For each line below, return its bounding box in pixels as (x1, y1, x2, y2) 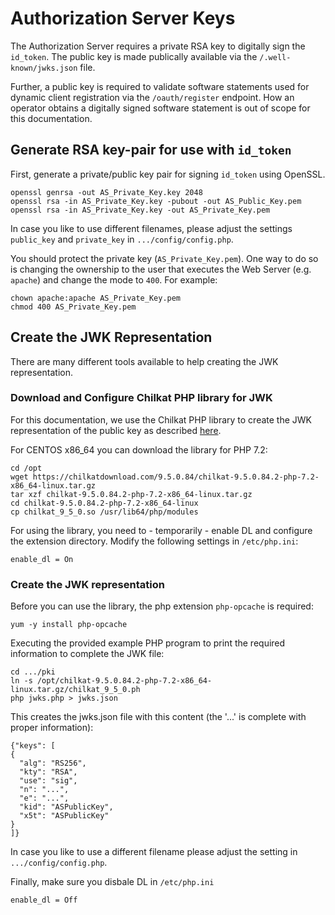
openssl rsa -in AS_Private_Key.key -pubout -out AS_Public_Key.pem (10, 196, 302, 206)
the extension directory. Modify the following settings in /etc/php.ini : (10, 535, 299, 547)
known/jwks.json (10, 63, 78, 73)
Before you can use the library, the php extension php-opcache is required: (10, 600, 314, 612)
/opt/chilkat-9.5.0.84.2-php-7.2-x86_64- (36, 676, 213, 686)
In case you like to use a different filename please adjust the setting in (10, 846, 298, 858)
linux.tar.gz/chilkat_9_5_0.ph (10, 685, 141, 695)
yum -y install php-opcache (10, 620, 128, 630)
